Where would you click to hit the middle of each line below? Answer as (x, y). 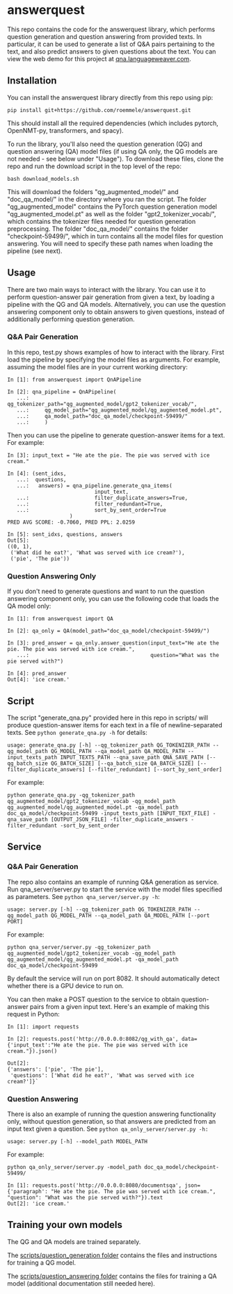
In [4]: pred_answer (37, 674)
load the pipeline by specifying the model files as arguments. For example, (114, 359)
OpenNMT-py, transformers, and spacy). (65, 130)
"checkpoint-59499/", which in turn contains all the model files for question (115, 236)
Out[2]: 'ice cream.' (39, 1204)
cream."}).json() (32, 1051)
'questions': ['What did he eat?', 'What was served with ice (102, 1075)
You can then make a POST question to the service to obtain (94, 999)
